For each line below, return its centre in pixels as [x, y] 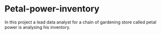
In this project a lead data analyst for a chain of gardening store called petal [80, 22]
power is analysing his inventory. [37, 27]
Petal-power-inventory [52, 9]
